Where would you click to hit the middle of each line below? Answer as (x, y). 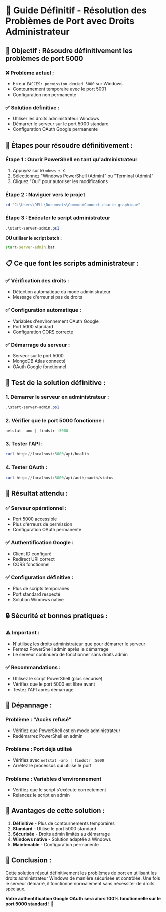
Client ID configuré (32, 554)
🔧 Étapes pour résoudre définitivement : (69, 145)
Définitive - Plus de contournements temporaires (63, 823)
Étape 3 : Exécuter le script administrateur (58, 218)
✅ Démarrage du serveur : (38, 345)
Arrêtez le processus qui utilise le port (52, 765)
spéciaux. (15, 889)
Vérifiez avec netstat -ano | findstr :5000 (58, 760)
